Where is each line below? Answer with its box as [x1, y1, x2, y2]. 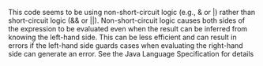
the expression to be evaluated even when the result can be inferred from [8, 24, 248, 33]
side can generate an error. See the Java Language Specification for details [8, 49, 254, 58]
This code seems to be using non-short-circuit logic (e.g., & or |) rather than [8, 8, 256, 16]
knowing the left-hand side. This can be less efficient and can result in [8, 32, 237, 42]
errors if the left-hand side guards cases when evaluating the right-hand [8, 41, 243, 50]
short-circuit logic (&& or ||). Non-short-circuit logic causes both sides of [8, 16, 246, 25]
